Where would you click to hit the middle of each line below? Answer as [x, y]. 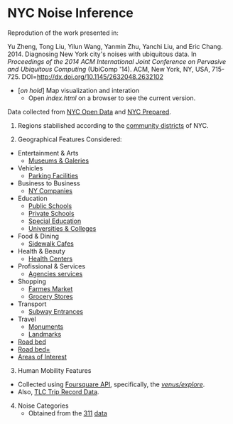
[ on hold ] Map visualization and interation [78, 90]
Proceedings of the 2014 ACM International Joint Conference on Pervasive [117, 61]
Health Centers [50, 259]
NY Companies [50, 190]
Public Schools [50, 206]
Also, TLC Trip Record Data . [58, 391]
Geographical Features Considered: [70, 139]
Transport [32, 304]
